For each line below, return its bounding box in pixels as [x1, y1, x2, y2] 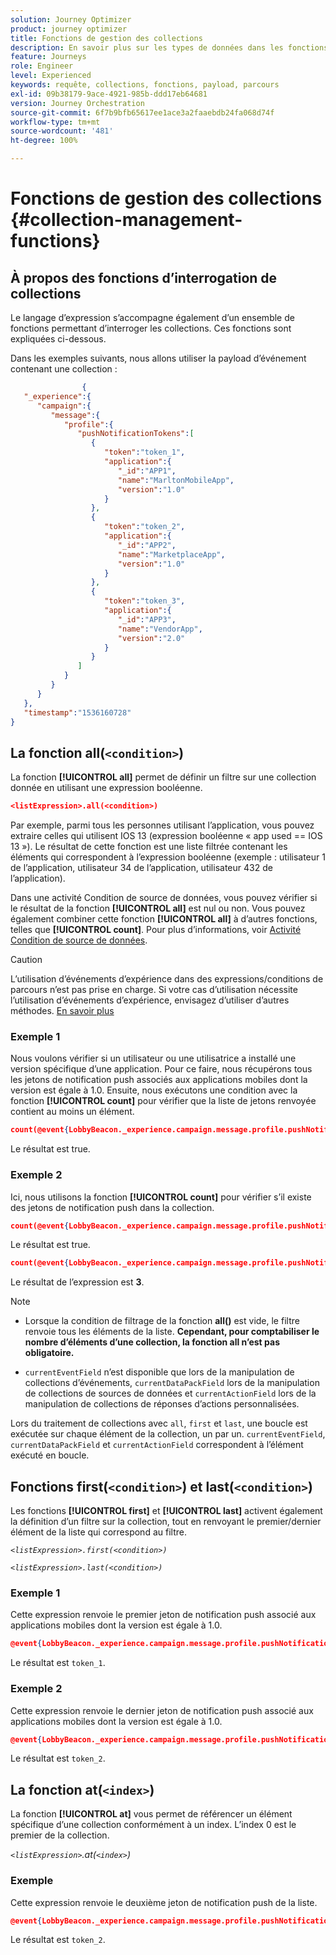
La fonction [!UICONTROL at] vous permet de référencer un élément [10, 1808, 293, 1820]
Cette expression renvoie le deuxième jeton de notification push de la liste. [10, 1896, 318, 1908]
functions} [10, 230, 101, 253]
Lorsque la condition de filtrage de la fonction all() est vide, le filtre [24, 1315, 300, 1327]
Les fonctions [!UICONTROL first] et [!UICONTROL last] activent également [10, 1505, 323, 1517]
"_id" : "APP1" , [117, 466, 177, 476]
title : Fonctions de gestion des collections [10, 33, 203, 43]
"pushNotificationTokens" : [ [77, 429, 195, 439]
